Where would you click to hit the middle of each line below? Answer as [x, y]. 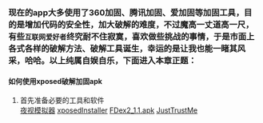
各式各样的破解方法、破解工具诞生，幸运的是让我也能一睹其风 [127, 48]
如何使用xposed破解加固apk [55, 81]
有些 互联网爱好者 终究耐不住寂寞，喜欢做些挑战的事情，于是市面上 [131, 36]
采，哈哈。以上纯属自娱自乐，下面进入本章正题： [103, 60]
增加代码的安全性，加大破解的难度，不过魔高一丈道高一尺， [139, 24]
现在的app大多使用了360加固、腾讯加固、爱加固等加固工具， [126, 12]
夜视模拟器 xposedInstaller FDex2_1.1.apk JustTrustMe [109, 110]
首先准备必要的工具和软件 [62, 101]
